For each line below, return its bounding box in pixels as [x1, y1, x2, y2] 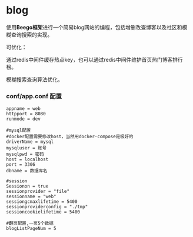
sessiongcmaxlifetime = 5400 [6, 199, 78, 205]
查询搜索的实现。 [11, 31, 53, 38]
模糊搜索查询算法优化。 [6, 76, 63, 83]
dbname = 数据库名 [6, 168, 48, 174]
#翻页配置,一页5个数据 [6, 221, 54, 226]
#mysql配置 [6, 128, 31, 133]
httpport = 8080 [6, 111, 46, 117]
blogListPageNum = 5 [6, 226, 57, 232]
